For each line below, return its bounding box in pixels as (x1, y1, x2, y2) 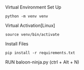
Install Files (5, 41, 29, 47)
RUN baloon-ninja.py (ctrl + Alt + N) (5, 59, 79, 65)
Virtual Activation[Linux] (5, 22, 55, 28)
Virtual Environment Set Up (5, 4, 61, 10)
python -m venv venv (5, 14, 49, 19)
